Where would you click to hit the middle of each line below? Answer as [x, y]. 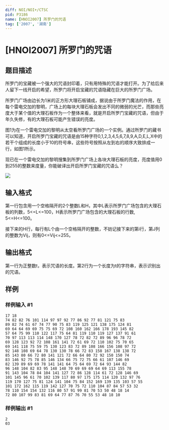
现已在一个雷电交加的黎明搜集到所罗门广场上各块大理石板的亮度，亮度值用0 [84, 159]
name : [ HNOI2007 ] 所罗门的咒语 [36, 19]
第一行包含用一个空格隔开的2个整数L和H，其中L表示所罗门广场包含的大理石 [83, 206]
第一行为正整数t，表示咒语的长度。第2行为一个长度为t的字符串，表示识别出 [83, 266]
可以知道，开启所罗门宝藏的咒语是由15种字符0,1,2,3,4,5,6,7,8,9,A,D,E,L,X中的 [84, 136]
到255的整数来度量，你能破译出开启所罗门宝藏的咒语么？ [64, 166]
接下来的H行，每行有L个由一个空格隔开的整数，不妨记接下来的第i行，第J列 [82, 229]
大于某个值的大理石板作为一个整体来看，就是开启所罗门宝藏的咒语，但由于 [87, 113]
